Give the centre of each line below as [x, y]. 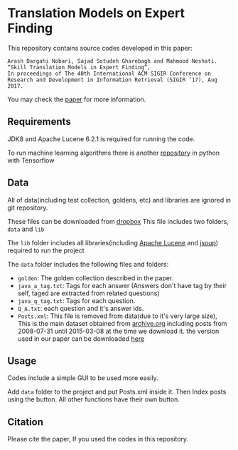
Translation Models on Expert [96, 13]
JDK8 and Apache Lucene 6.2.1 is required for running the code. [101, 139]
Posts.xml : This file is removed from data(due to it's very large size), [118, 316]
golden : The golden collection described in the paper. [96, 278]
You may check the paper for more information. [77, 99]
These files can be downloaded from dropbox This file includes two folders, [118, 221]
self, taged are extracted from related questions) [88, 293]
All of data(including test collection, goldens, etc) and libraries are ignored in [119, 200]
